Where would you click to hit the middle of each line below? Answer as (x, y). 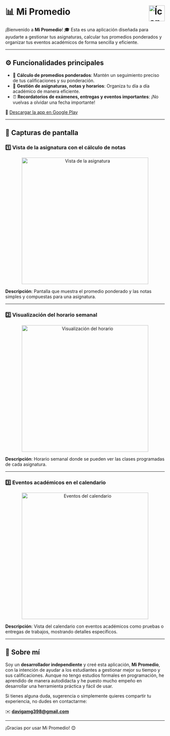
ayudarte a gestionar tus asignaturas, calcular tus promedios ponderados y (83, 37)
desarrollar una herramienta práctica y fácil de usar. (59, 686)
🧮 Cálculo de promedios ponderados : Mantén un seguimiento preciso (86, 75)
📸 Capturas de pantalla (42, 133)
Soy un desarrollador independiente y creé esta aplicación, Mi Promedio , (83, 664)
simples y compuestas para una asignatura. (51, 297)
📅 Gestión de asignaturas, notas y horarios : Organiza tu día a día (81, 86)
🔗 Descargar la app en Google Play (42, 112)
